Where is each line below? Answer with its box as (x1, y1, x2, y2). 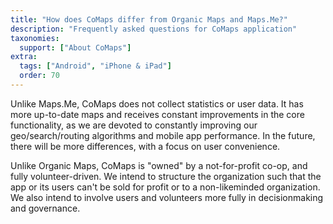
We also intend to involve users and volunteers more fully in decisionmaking (10, 191, 324, 203)
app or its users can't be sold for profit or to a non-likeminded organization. (10, 181, 321, 193)
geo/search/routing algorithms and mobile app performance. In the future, (10, 129, 316, 141)
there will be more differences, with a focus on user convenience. (10, 140, 281, 152)
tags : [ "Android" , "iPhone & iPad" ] (19, 61, 172, 71)
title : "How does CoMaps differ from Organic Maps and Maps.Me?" (10, 14, 288, 25)
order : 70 (19, 71, 60, 81)
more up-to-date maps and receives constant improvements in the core (10, 108, 305, 120)
